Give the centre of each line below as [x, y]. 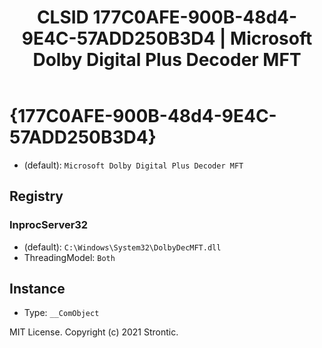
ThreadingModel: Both [69, 257]
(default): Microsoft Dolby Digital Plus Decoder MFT [133, 165]
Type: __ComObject [61, 313]
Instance [37, 289]
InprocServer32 [49, 225]
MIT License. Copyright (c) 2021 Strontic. [94, 332]
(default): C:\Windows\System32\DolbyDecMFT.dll [122, 247]
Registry [36, 196]
